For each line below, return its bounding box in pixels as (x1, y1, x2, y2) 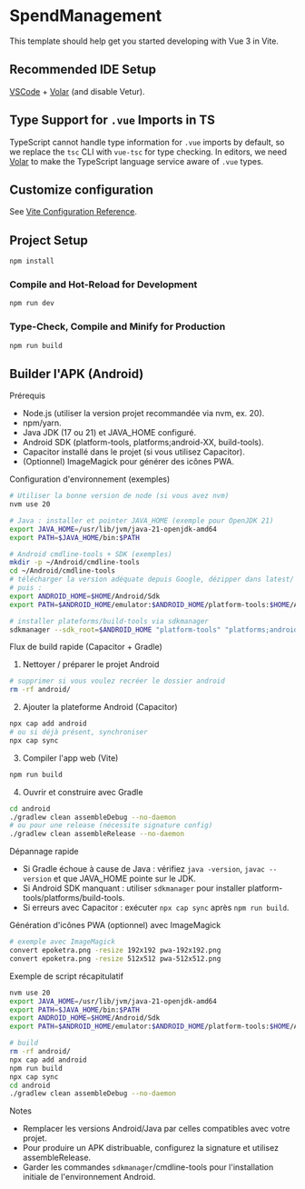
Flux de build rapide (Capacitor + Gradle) (9, 642, 163, 653)
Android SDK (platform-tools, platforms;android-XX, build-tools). (22, 437, 265, 448)
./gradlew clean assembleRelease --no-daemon (9, 829, 184, 839)
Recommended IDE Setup (9, 62, 157, 77)
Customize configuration (9, 182, 154, 197)
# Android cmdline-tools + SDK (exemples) (9, 549, 172, 559)
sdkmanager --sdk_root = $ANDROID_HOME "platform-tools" (9, 624, 221, 634)
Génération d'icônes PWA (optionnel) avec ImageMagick (9, 920, 221, 931)
